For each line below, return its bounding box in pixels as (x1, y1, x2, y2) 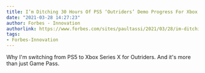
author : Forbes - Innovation (6, 20, 81, 26)
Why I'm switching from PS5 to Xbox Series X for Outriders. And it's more (6, 54, 191, 60)
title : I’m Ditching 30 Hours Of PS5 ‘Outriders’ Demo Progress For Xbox (6, 8, 198, 15)
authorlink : (6, 25, 37, 32)
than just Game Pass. (6, 60, 60, 67)
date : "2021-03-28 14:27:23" (6, 14, 81, 21)
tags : (6, 31, 20, 37)
